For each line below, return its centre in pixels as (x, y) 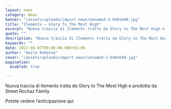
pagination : (18, 62)
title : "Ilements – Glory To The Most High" (53, 24)
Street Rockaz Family (27, 91)
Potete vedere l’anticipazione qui (39, 101)
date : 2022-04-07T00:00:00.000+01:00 (45, 48)
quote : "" (16, 34)
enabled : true (25, 67)
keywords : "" (19, 43)
